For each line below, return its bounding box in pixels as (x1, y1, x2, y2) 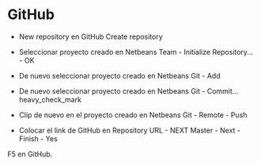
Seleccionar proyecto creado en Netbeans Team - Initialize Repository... (18, 47, 254, 56)
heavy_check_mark (18, 94, 82, 104)
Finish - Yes (18, 133, 59, 144)
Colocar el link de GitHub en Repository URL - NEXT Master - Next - (18, 125, 241, 135)
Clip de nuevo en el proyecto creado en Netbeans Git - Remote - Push (18, 109, 248, 120)
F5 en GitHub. (7, 149, 53, 159)
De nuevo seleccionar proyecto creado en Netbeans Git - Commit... (18, 86, 239, 96)
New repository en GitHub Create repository (18, 32, 163, 41)
